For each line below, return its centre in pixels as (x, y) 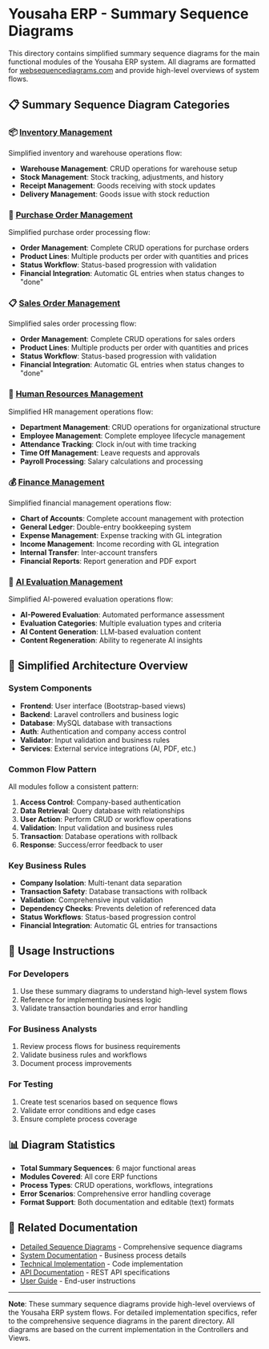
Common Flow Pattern (52, 769)
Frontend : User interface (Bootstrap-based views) (103, 706)
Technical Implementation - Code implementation (101, 1264)
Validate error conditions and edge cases (88, 1110)
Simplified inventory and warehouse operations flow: (95, 152)
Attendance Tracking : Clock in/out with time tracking (108, 444)
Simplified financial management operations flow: (90, 503)
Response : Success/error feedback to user (91, 845)
